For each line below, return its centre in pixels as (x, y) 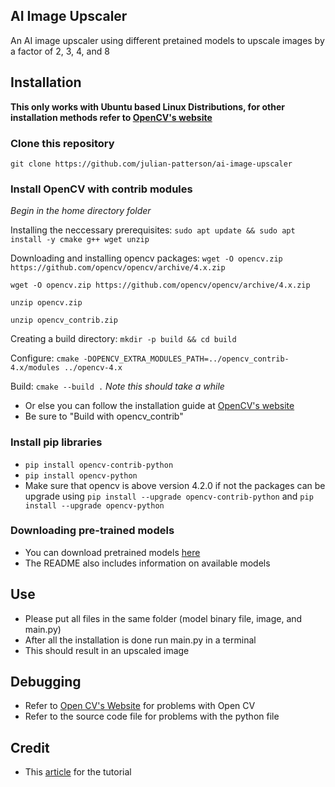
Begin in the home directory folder (81, 211)
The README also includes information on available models (147, 563)
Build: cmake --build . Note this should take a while (117, 386)
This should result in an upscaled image (107, 650)
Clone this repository (62, 143)
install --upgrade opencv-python (94, 505)
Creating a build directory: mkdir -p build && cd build (123, 339)
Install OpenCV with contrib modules (101, 189)
